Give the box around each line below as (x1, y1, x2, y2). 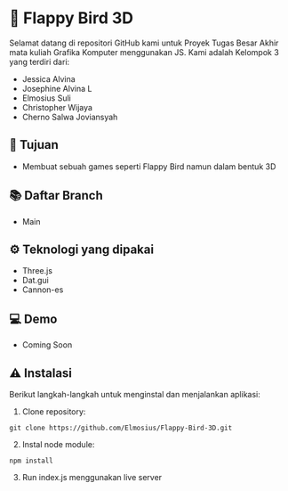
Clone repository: (21, 406, 86, 417)
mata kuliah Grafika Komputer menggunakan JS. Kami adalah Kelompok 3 (9, 46, 280, 57)
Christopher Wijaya (21, 102, 93, 112)
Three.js (21, 266, 53, 276)
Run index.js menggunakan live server (21, 472, 163, 482)
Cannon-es (21, 284, 64, 295)
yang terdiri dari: (9, 56, 70, 67)
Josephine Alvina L (21, 83, 92, 94)
